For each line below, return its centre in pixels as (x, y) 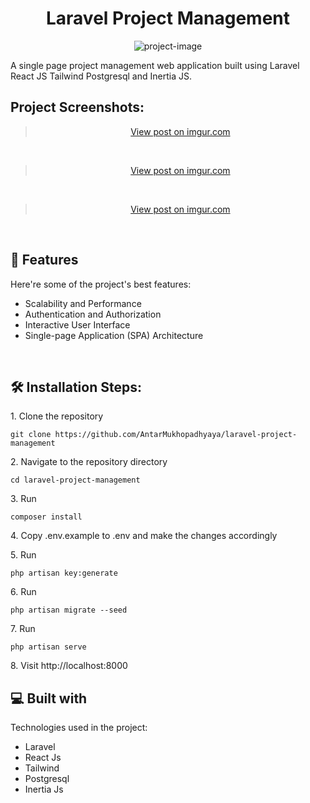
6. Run (23, 592)
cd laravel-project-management (75, 480)
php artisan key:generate (64, 573)
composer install (46, 517)
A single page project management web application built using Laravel (155, 65)
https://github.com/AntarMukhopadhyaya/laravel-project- (176, 435)
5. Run (23, 555)
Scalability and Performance (83, 303)
